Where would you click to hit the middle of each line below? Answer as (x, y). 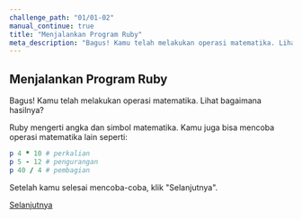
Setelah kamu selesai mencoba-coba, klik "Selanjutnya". (114, 187)
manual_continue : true (52, 26)
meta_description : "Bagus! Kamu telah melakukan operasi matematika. (142, 43)
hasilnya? (27, 110)
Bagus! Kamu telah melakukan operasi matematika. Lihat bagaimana (136, 101)
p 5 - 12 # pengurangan (54, 162)
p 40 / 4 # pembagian (50, 170)
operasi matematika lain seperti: (68, 137)
